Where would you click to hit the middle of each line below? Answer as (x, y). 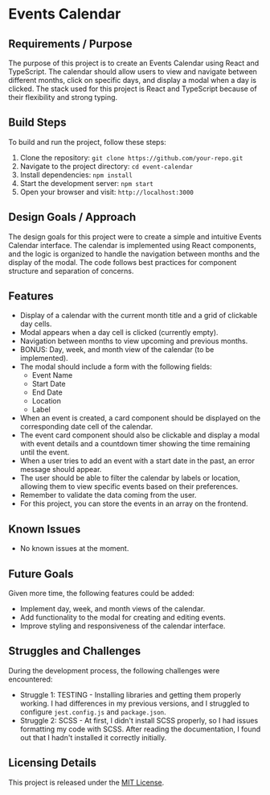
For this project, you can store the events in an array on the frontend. (134, 503)
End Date (47, 392)
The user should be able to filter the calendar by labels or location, (130, 478)
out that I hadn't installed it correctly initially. (93, 737)
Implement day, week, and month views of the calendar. (112, 609)
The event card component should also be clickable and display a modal (140, 435)
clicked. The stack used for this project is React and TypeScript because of (133, 89)
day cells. (36, 324)
